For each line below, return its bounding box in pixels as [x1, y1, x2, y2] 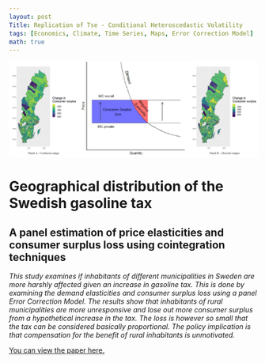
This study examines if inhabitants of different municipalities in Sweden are [9, 271, 256, 281]
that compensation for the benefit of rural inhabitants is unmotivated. [9, 331, 236, 340]
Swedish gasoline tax [9, 195, 153, 213]
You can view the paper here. [9, 346, 105, 355]
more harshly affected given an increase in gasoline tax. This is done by [9, 280, 244, 289]
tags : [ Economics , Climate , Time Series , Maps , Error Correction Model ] [9, 29, 254, 37]
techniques [9, 250, 66, 264]
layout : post [9, 13, 52, 21]
